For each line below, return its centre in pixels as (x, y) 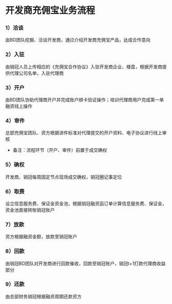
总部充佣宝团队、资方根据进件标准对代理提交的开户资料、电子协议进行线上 (84, 133)
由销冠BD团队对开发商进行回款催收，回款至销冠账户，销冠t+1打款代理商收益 (85, 263)
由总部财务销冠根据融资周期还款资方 (44, 296)
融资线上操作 (19, 106)
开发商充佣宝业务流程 (50, 11)
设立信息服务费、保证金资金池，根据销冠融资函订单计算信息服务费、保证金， (86, 204)
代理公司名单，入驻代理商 (37, 73)
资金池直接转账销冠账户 (30, 210)
